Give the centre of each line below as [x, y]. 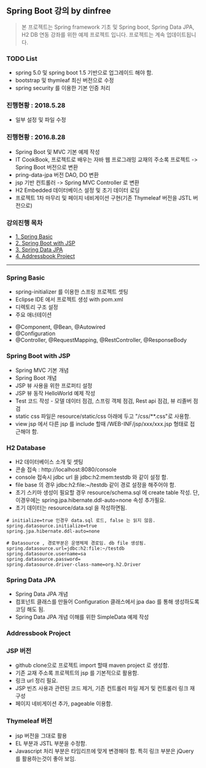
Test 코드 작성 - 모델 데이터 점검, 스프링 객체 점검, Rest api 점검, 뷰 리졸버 [103, 401]
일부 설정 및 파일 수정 [40, 120]
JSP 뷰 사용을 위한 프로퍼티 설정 [54, 386]
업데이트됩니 [181, 34]
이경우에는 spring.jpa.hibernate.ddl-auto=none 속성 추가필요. [90, 500]
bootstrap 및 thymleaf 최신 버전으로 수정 [65, 80]
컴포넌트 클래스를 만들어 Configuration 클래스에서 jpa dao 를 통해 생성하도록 [107, 602]
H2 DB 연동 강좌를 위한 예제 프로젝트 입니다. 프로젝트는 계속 [93, 34]
